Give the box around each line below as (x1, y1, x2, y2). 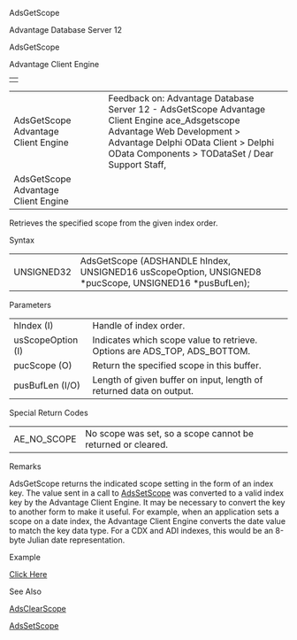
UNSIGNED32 (13, 266, 72, 278)
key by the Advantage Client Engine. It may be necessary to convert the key (9, 497, 286, 507)
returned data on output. (92, 385, 194, 397)
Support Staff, (108, 158, 167, 171)
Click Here (9, 569, 48, 579)
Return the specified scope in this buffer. (92, 359, 262, 371)
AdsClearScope (9, 604, 66, 613)
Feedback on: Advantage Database (108, 92, 255, 104)
